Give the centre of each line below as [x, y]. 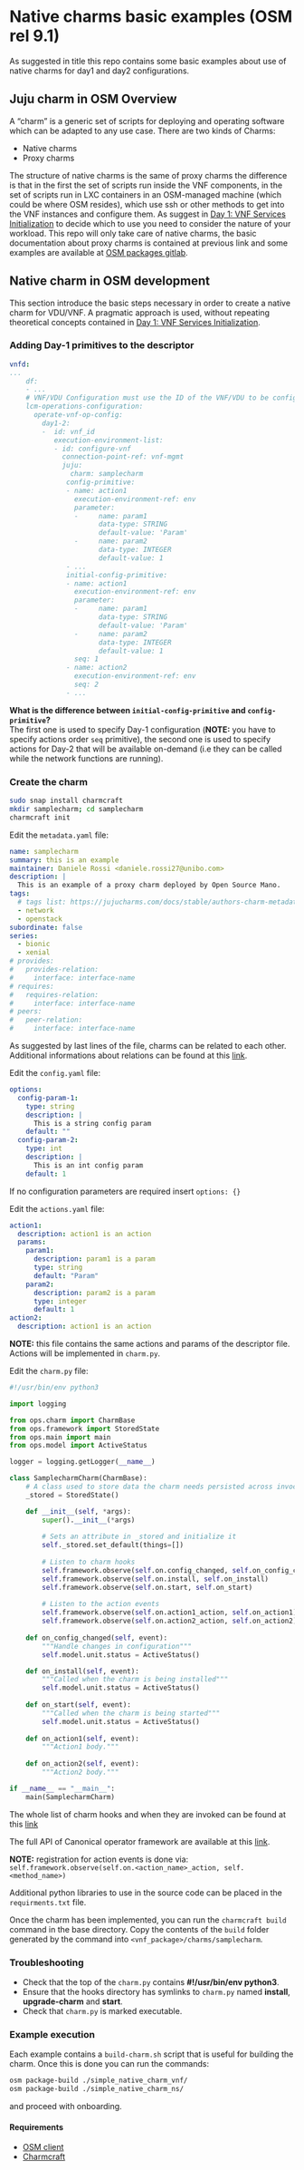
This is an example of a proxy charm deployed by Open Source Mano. [149, 886]
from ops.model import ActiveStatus [78, 1446]
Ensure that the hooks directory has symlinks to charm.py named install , [157, 1991]
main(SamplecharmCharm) [71, 1797]
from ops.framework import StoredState [85, 1429]
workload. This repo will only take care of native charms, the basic [133, 233]
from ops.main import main [60, 1437]
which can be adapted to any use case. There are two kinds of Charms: [142, 131]
